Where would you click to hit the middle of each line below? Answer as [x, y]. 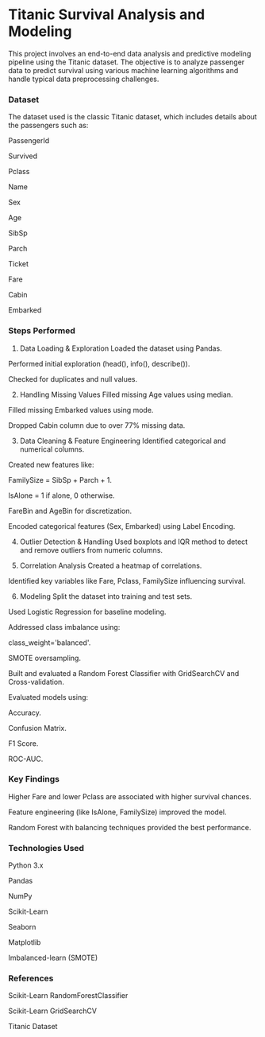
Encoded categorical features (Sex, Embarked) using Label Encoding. [122, 526]
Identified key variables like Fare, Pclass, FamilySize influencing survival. [127, 581]
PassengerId [29, 141]
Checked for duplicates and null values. [73, 379]
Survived [23, 156]
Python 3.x [26, 865]
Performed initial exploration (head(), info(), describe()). [99, 363]
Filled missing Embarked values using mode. [81, 410]
